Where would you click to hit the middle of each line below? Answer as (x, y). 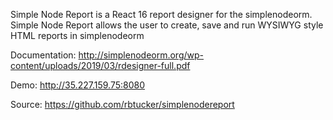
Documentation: (43, 55)
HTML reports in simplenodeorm (77, 35)
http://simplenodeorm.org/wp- (141, 55)
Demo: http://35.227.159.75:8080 (77, 85)
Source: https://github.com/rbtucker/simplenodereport (122, 104)
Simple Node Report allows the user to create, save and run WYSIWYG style (167, 25)
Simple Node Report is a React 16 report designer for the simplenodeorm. (161, 14)
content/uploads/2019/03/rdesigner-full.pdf (100, 65)
